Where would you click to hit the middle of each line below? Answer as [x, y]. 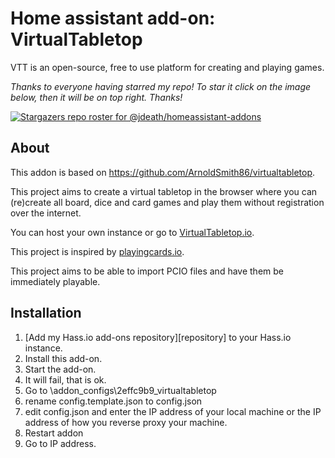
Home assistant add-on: [113, 18]
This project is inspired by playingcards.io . [97, 251]
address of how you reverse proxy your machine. [126, 422]
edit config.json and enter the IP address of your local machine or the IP [173, 411]
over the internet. [46, 213]
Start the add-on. [60, 369]
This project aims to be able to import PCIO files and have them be [147, 271]
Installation [46, 313]
